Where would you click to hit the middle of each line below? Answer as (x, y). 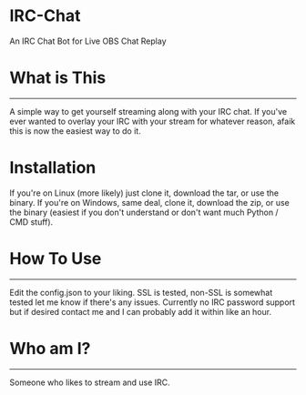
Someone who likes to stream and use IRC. (90, 382)
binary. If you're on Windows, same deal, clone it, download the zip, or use (149, 202)
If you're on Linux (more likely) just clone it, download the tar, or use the (144, 193)
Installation (53, 168)
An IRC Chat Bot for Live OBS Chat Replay (88, 41)
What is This (58, 78)
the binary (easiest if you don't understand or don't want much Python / (144, 212)
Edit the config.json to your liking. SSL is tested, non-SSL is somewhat (141, 292)
